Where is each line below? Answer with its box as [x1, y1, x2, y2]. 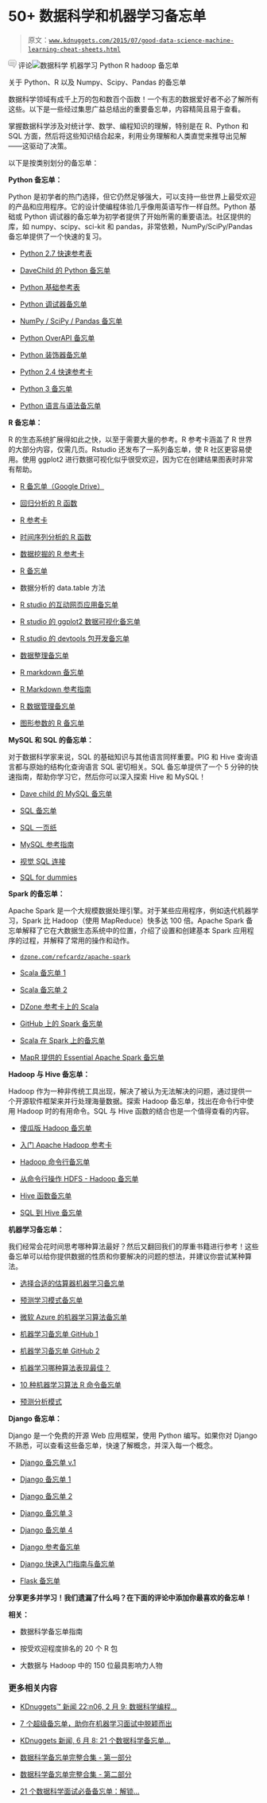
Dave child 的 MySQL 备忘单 [19, 789, 113, 798]
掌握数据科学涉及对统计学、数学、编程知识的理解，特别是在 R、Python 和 [8, 121, 249, 131]
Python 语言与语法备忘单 [19, 400, 102, 410]
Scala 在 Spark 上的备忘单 [19, 1036, 106, 1045]
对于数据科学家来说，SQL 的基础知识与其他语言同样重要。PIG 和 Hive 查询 [8, 751, 252, 761]
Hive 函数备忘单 [19, 1191, 72, 1200]
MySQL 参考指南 [19, 839, 74, 849]
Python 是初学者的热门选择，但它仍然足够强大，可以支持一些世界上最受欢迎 [8, 192, 257, 201]
